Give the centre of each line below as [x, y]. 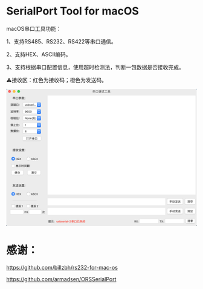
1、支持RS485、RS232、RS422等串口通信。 [61, 41]
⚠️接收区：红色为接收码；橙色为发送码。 [57, 80]
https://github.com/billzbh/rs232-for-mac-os [62, 267]
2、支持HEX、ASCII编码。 [39, 54]
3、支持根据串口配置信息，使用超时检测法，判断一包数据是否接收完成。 [95, 67]
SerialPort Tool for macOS [72, 11]
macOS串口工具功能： [34, 28]
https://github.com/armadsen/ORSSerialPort [61, 279]
